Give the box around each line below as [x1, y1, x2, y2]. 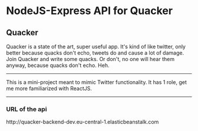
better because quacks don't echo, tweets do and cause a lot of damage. [6, 49, 184, 56]
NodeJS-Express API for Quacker [6, 4, 173, 18]
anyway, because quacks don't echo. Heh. [6, 62, 110, 69]
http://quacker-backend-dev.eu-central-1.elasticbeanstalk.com [6, 119, 159, 126]
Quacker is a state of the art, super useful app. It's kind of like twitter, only [6, 43, 186, 50]
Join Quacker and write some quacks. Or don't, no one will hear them [6, 56, 175, 62]
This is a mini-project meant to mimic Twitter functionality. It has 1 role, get [6, 79, 187, 86]
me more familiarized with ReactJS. [6, 85, 93, 92]
